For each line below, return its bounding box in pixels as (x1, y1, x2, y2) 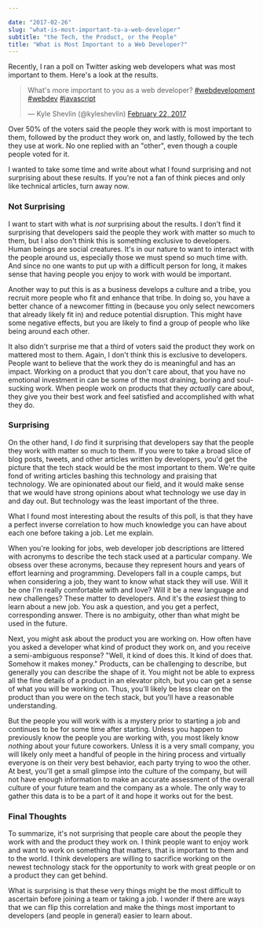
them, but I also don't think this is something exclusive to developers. (8, 235, 232, 245)
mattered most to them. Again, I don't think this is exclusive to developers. (8, 349, 247, 359)
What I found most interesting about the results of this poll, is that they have (8, 511, 254, 520)
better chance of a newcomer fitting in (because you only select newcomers (8, 301, 255, 311)
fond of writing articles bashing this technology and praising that (8, 471, 217, 480)
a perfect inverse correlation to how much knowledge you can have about (8, 519, 247, 529)
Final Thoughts (8, 811, 67, 822)
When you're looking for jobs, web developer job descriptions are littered (8, 543, 245, 553)
